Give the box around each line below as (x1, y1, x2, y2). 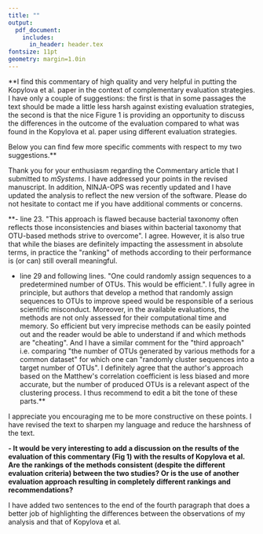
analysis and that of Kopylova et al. (8, 517, 122, 526)
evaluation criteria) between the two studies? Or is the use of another (8, 468, 239, 477)
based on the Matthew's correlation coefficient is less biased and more (19, 371, 250, 381)
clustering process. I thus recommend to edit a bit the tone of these (19, 388, 238, 397)
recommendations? (8, 485, 73, 495)
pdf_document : (15, 26, 61, 34)
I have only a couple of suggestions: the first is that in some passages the (8, 93, 247, 103)
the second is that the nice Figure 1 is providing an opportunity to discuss (8, 110, 245, 119)
